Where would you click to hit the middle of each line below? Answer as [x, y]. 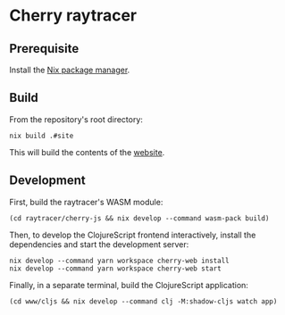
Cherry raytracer [73, 16]
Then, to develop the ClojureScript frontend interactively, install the [133, 235]
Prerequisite [44, 49]
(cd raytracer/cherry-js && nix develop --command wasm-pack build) [139, 218]
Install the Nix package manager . [70, 70]
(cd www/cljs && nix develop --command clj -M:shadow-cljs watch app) [143, 301]
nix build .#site [42, 136]
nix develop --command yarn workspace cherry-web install [119, 261]
